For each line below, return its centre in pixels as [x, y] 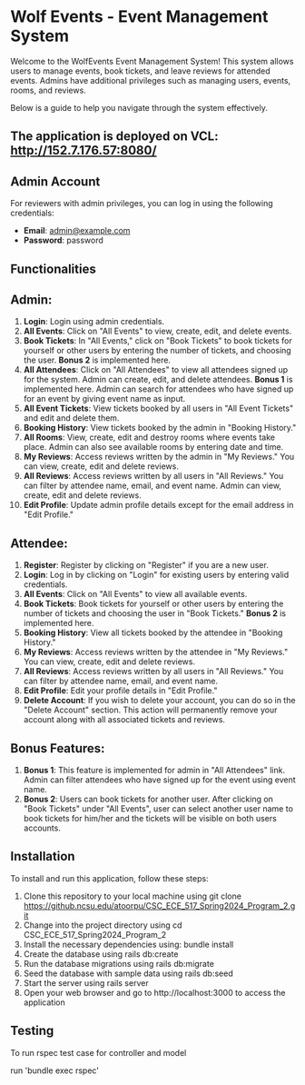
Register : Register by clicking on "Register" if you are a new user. [146, 565]
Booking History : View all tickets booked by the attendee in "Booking [153, 632]
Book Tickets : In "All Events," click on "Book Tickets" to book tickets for [158, 341]
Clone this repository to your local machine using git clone [132, 896]
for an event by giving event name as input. [104, 399]
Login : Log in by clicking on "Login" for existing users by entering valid [156, 575]
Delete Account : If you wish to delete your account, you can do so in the [159, 701]
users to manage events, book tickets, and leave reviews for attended [140, 71]
